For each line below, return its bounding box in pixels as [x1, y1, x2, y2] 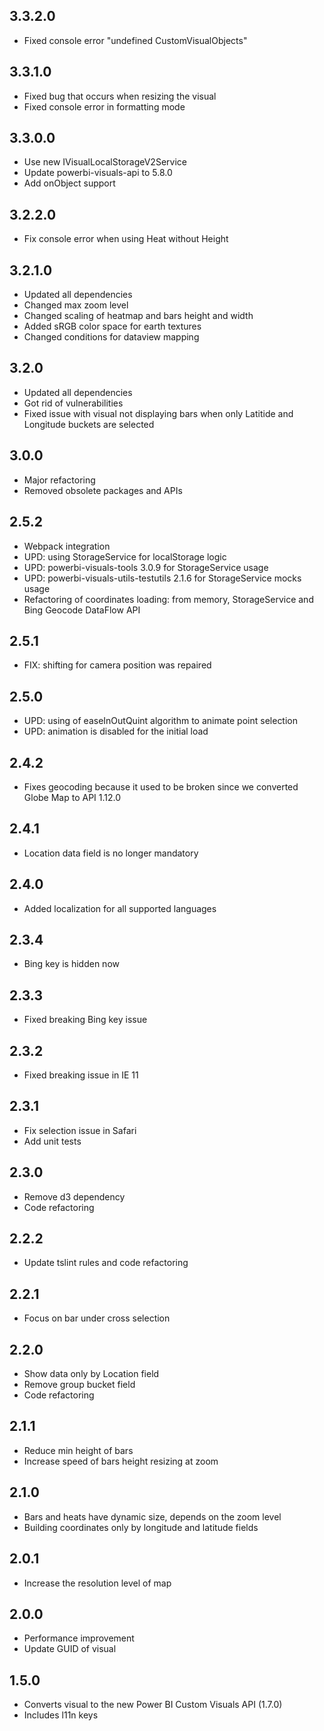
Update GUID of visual [23, 1643, 117, 1655]
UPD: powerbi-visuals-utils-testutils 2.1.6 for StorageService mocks [23, 572, 302, 584]
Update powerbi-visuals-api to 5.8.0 [23, 167, 173, 179]
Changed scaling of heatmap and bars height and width [23, 310, 254, 322]
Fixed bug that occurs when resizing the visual [23, 90, 217, 102]
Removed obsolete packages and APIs [23, 484, 183, 496]
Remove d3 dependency [23, 1190, 126, 1203]
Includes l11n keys [23, 1709, 99, 1721]
